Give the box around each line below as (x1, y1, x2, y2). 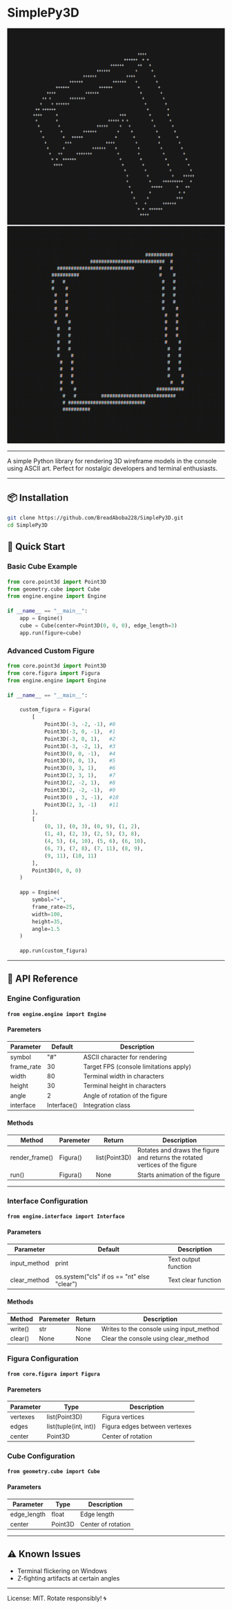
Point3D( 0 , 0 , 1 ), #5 (43, 757, 116, 765)
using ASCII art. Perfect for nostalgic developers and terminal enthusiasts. (7, 464, 217, 472)
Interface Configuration (7, 1196, 88, 1206)
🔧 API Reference (7, 973, 78, 985)
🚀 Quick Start (7, 541, 66, 553)
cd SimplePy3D (7, 522, 48, 529)
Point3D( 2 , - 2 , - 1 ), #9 (43, 786, 116, 794)
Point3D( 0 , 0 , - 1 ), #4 (43, 750, 116, 757)
